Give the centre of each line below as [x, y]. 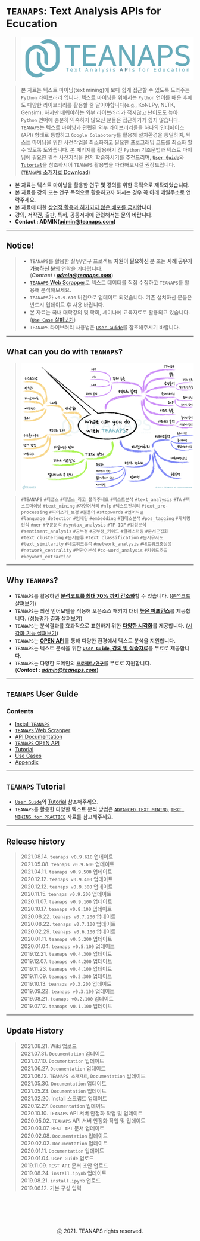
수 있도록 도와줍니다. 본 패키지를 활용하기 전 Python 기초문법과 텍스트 [101, 149]
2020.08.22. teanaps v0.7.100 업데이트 [68, 924]
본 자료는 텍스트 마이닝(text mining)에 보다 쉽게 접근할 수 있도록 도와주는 [105, 90]
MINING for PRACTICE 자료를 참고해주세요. [64, 817]
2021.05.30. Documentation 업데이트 [64, 1083]
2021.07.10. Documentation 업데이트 [62, 1061]
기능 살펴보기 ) [42, 633]
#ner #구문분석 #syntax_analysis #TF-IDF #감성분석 [89, 525]
